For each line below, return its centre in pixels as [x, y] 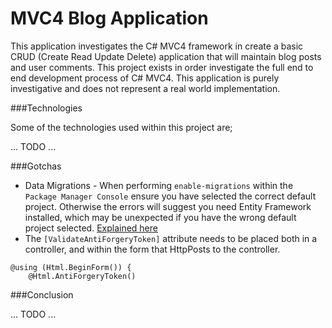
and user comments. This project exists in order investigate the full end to [162, 67]
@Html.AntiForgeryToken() [82, 276]
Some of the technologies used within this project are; [121, 127]
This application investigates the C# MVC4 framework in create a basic [157, 46]
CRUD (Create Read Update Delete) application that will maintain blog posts [166, 56]
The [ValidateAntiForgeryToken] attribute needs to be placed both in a [171, 238]
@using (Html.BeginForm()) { [71, 267]
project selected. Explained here [91, 228]
